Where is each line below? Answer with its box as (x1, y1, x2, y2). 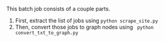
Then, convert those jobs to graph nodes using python (15, 24, 154, 30)
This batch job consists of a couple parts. (6, 5, 111, 12)
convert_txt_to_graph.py (15, 30, 79, 36)
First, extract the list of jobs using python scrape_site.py (15, 17, 159, 24)
